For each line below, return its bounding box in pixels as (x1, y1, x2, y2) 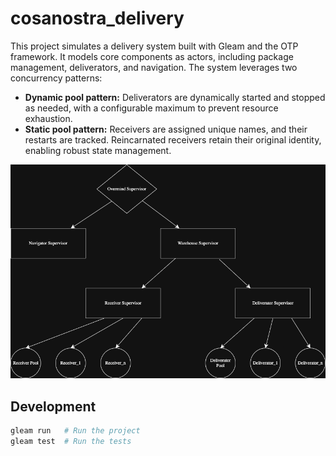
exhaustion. (24, 112, 73, 124)
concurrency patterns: (10, 72, 103, 84)
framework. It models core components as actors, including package (10, 50, 294, 62)
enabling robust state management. (24, 144, 172, 156)
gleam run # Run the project (10, 425, 141, 436)
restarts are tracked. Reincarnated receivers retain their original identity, (24, 133, 322, 146)
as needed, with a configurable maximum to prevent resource (24, 102, 279, 114)
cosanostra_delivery (10, 7, 185, 30)
